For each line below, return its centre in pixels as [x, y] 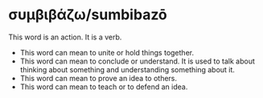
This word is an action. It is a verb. [65, 37]
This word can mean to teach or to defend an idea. [104, 87]
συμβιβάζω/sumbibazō [88, 15]
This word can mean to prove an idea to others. [99, 78]
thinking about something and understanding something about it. [127, 69]
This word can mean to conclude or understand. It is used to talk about [137, 61]
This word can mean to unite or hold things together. [107, 52]
